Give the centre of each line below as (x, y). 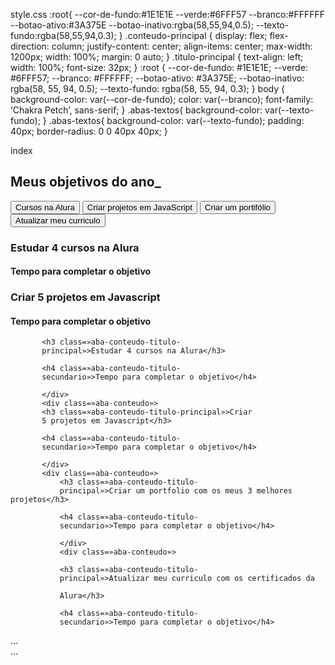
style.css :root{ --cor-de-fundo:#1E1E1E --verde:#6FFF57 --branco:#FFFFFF (167, 14)
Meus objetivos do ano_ (86, 182)
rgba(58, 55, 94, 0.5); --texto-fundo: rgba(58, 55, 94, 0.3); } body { (147, 88)
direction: (30, 46)
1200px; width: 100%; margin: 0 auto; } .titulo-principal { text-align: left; (157, 57)
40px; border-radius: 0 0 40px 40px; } (89, 131)
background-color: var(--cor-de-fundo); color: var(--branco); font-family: (162, 99)
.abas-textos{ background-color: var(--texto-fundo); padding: (176, 120)
